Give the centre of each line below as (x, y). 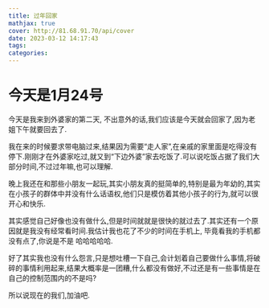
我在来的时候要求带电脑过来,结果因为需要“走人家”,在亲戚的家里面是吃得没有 (133, 146)
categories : (28, 53)
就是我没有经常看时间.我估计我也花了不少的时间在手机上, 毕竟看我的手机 (134, 231)
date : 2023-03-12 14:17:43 (53, 38)
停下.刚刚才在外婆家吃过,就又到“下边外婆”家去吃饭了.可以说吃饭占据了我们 (130, 156)
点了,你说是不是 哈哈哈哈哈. (68, 240)
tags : (17, 46)
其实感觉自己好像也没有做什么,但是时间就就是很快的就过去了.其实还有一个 (130, 220)
